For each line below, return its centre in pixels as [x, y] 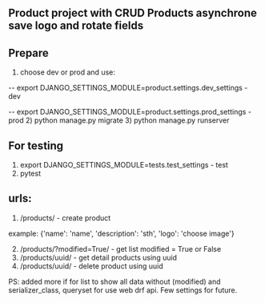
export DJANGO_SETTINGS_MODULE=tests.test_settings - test [124, 165]
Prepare [29, 53]
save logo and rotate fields [76, 26]
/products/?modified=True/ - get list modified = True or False [120, 248]
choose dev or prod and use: [68, 72]
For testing [36, 145]
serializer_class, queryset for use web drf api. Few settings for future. [123, 290]
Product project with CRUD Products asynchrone [133, 13]
